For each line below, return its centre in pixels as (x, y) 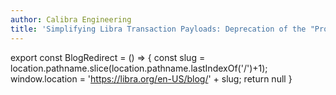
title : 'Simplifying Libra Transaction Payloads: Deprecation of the (158, 29)
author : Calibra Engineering (71, 19)
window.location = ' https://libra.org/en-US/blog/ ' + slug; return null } (151, 78)
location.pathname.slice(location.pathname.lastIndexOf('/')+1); (139, 68)
